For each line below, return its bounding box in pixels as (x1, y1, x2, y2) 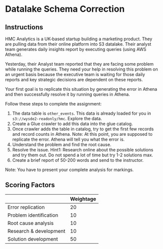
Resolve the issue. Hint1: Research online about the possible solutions (12, 147, 154, 152)
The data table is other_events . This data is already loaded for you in (12, 110, 151, 116)
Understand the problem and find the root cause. (12, 142, 111, 148)
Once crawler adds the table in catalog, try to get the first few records (12, 126, 154, 132)
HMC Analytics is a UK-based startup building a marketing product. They (5, 36, 153, 42)
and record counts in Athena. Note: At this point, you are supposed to (12, 131, 153, 137)
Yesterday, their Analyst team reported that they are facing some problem (5, 61, 154, 67)
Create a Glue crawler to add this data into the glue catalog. (12, 121, 133, 126)
